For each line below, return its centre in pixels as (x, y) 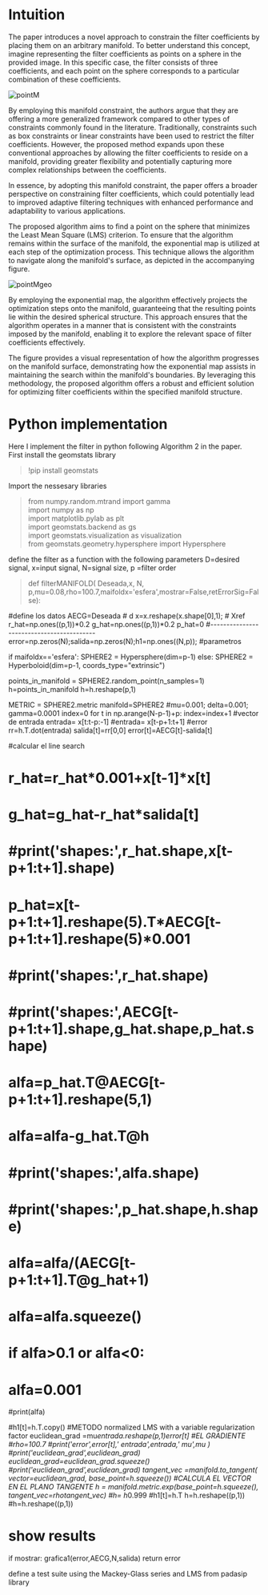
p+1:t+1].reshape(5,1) (80, 1099)
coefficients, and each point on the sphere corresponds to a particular (124, 70)
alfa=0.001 (45, 1390)
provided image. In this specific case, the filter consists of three (113, 62)
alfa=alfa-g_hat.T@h (79, 1136)
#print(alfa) (27, 1412)
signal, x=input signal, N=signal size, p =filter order (92, 568)
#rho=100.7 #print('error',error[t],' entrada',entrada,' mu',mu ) (109, 1445)
